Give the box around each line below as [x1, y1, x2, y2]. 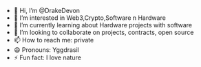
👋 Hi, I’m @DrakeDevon [13, 7, 81, 14]
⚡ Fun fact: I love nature [13, 53, 81, 62]
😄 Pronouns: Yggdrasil [13, 46, 79, 54]
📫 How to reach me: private [13, 36, 94, 44]
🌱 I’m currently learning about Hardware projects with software [13, 21, 193, 29]
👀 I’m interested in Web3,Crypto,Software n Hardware [13, 14, 167, 22]
